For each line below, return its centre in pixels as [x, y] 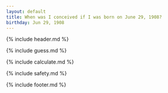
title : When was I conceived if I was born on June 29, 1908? [84, 17]
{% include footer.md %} [36, 85]
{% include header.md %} [37, 39]
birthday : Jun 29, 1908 [35, 22]
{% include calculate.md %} [40, 62]
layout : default [26, 11]
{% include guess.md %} [36, 51]
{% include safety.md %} [37, 74]
